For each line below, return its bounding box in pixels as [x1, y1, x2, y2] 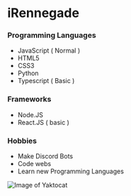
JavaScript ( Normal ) [17, 46, 81, 55]
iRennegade [7, 5, 80, 21]
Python [17, 69, 39, 77]
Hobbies [7, 136, 38, 146]
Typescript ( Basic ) [17, 77, 75, 85]
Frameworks [7, 94, 52, 104]
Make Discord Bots [17, 152, 73, 160]
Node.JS [17, 110, 44, 119]
